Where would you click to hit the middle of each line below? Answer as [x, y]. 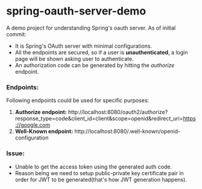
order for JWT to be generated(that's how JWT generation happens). [101, 179]
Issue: [16, 153]
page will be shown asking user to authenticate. [74, 59]
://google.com [33, 125]
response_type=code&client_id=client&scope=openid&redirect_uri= [99, 118]
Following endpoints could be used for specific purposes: [78, 100]
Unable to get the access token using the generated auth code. [93, 167]
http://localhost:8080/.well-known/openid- [128, 132]
